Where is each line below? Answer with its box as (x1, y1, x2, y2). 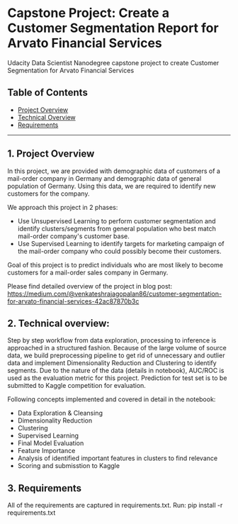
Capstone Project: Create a (7, 5, 170, 21)
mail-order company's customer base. (17, 232, 130, 240)
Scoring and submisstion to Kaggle (17, 462, 120, 470)
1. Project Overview (7, 147, 95, 160)
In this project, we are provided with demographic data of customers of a (7, 167, 221, 175)
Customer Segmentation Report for (7, 20, 219, 36)
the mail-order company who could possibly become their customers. (17, 247, 222, 255)
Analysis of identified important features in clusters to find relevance (17, 454, 218, 462)
